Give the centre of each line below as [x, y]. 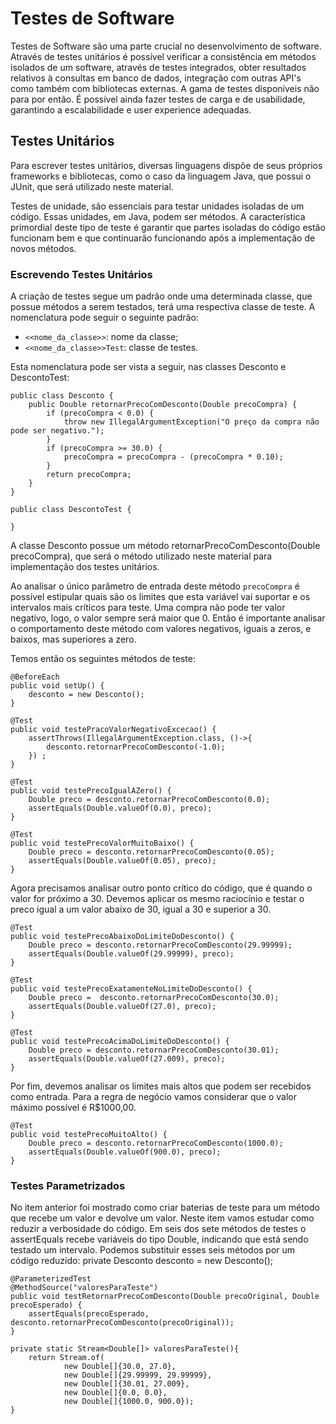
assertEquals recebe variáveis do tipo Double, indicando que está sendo [159, 1239]
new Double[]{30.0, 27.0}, [120, 1367]
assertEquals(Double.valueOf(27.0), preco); [122, 1007]
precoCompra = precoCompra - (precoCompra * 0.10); [173, 457]
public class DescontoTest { [71, 510]
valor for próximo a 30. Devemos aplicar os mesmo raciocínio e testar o [157, 899]
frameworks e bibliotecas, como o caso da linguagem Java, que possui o [161, 176]
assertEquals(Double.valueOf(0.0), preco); [120, 808]
